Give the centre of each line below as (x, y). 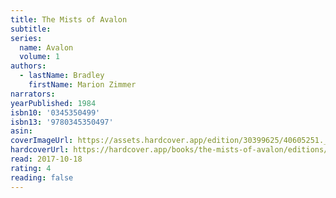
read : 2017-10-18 (46, 159)
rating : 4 (31, 168)
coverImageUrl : (42, 141)
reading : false (42, 177)
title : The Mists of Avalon (69, 19)
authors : (28, 66)
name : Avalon (46, 47)
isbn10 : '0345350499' (55, 112)
